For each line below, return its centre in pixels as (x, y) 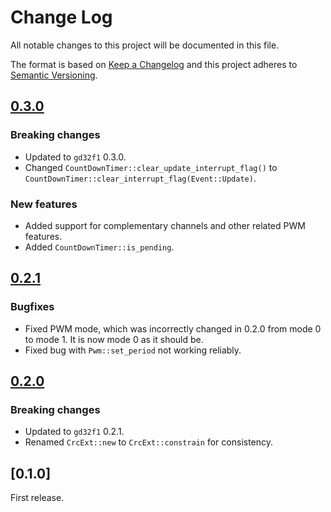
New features (44, 204)
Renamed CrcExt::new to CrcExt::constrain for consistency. (149, 442)
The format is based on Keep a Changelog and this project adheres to (154, 64)
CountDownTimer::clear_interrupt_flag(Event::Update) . (140, 178)
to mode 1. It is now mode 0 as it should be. (114, 339)
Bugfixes (32, 307)
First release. (37, 498)
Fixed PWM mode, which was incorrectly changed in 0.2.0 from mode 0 (173, 328)
